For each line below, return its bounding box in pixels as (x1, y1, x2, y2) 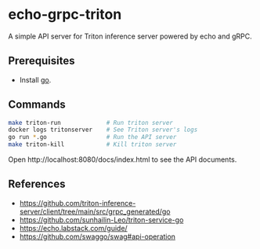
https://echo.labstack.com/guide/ (19, 223, 128, 233)
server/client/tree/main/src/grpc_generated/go (19, 207, 171, 216)
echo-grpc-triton (8, 5, 122, 24)
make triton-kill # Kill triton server (8, 141, 177, 148)
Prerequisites (8, 54, 75, 68)
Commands (8, 98, 67, 112)
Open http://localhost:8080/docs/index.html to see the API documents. (8, 155, 237, 164)
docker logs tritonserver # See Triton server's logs (8, 126, 198, 134)
